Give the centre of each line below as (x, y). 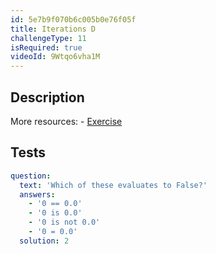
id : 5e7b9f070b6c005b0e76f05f (73, 19)
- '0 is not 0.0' (64, 222)
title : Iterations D (53, 29)
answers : (37, 194)
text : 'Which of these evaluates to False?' (113, 185)
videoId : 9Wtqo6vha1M (55, 57)
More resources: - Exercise (66, 121)
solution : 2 (44, 241)
